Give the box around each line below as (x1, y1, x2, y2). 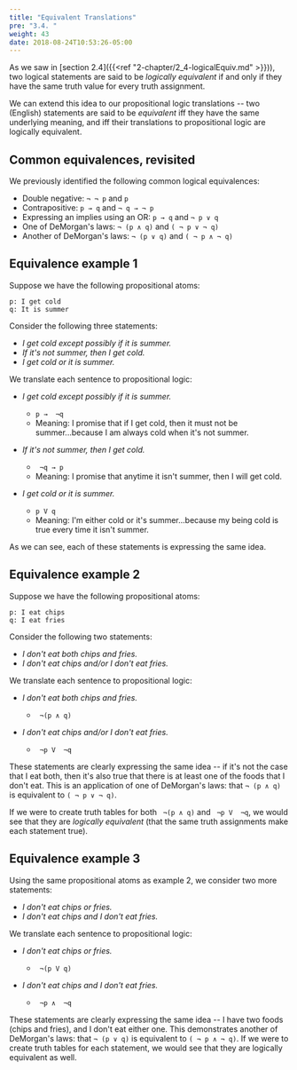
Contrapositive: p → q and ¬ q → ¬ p (21, 202, 154, 213)
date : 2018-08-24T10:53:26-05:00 (9, 37, 133, 47)
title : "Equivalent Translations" (9, 12, 137, 22)
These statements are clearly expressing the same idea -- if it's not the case (9, 761, 288, 772)
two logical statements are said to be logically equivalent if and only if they (9, 72, 282, 83)
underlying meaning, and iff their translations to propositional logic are (9, 117, 266, 128)
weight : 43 (9, 29, 50, 38)
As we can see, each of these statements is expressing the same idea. (9, 541, 267, 551)
